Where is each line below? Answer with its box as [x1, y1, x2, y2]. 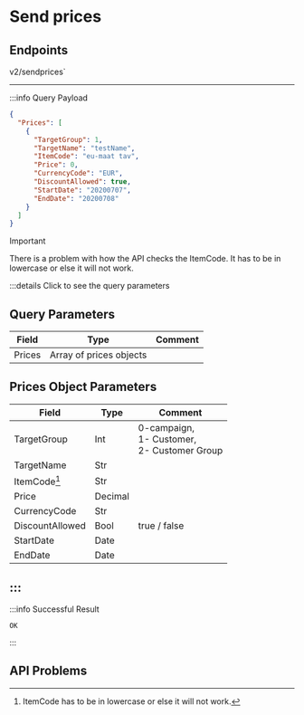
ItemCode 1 [14, 473, 62, 488]
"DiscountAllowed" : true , [33, 177, 131, 186]
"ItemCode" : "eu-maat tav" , [33, 152, 140, 161]
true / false [138, 520, 185, 532]
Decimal [94, 491, 129, 503]
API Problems [9, 663, 88, 679]
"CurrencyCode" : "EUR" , [33, 169, 124, 178]
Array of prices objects [49, 348, 147, 361]
